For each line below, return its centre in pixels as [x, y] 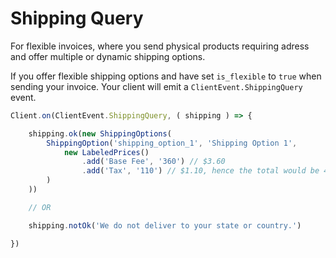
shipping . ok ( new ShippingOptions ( [100, 133]
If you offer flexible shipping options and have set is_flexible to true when [166, 76]
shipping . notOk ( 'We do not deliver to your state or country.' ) [165, 225]
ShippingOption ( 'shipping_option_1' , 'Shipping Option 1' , [172, 143]
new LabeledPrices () [106, 152]
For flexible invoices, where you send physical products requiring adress [160, 46]
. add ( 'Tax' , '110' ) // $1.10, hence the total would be [200, 171]
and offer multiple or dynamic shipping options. [108, 56]
